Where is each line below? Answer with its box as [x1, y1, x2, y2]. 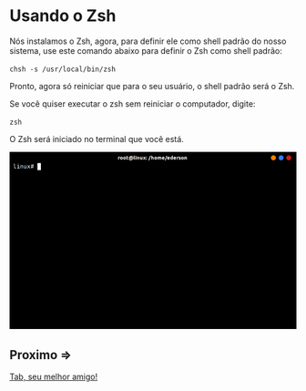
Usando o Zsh [9, 5, 117, 26]
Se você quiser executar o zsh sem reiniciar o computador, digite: [9, 98, 256, 109]
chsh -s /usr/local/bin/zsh [9, 65, 117, 74]
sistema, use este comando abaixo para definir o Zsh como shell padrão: [9, 45, 282, 56]
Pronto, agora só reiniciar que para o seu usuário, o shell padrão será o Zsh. [9, 80, 295, 91]
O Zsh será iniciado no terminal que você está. [9, 133, 184, 144]
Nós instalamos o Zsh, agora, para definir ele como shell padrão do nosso [9, 36, 287, 46]
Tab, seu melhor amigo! [9, 371, 98, 383]
